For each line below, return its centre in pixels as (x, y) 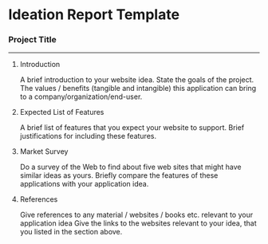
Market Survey (44, 152)
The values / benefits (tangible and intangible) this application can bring (138, 89)
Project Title (33, 40)
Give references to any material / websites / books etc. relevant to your (136, 215)
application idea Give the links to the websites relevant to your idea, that (138, 223)
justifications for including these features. (88, 136)
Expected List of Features (62, 112)
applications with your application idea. (84, 184)
